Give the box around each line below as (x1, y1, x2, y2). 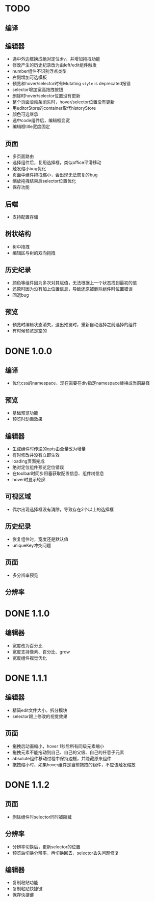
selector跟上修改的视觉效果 (12, 713, 68, 719)
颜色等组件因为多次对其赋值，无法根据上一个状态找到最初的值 (12, 280, 137, 285)
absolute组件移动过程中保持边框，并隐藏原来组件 (12, 755, 112, 761)
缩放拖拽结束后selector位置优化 (12, 178, 77, 184)
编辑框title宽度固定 (12, 124, 50, 129)
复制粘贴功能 (12, 879, 38, 886)
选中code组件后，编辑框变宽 (12, 118, 70, 124)
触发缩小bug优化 (12, 166, 47, 172)
